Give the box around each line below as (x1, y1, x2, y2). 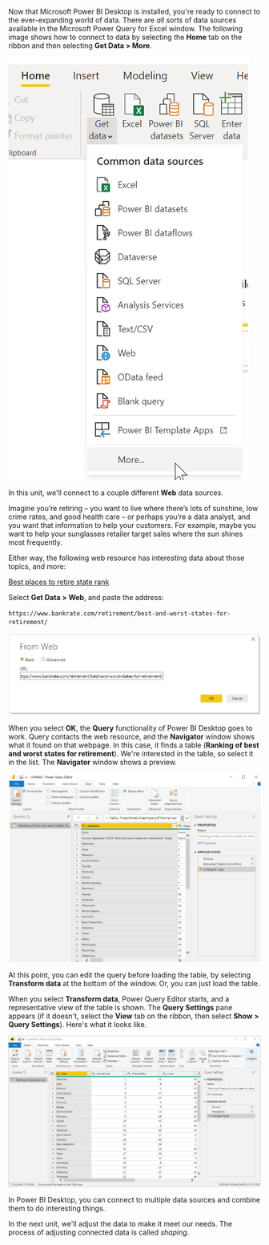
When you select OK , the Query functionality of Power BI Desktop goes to (8, 723, 253, 732)
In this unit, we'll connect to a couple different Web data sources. (8, 488, 224, 498)
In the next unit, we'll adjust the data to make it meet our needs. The (8, 1219, 233, 1228)
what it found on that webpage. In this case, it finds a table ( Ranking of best (8, 740, 259, 750)
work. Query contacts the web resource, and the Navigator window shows (8, 731, 255, 741)
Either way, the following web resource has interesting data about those (8, 553, 245, 562)
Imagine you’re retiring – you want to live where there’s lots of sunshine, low (8, 504, 259, 513)
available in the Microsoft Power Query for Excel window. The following (8, 24, 243, 33)
